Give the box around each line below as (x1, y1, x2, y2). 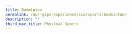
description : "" (5, 16, 40, 21)
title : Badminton (5, 7, 42, 12)
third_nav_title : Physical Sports (5, 21, 79, 26)
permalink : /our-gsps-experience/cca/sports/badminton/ (5, 12, 127, 17)
